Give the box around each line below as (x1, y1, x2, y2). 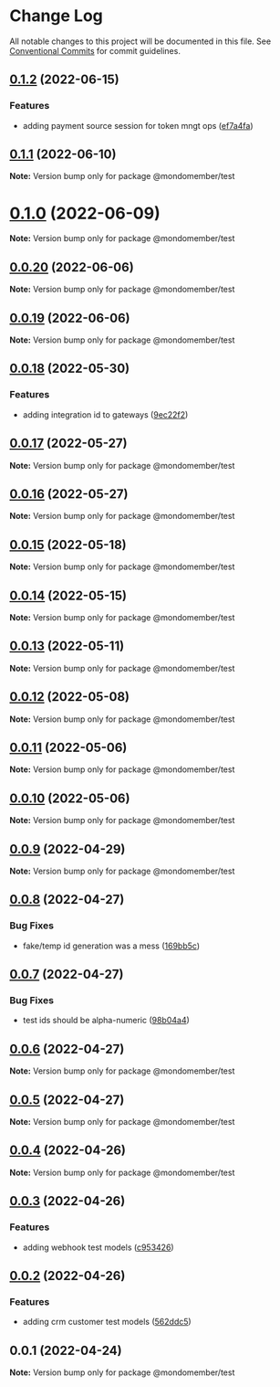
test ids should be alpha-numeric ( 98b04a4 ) (22, 1015, 190, 1026)
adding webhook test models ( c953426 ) (22, 1242, 175, 1253)
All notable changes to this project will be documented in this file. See (9, 36, 272, 47)
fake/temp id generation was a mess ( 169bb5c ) (22, 940, 201, 951)
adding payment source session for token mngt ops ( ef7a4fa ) (22, 120, 254, 131)
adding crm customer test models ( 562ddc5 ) (22, 1317, 192, 1328)
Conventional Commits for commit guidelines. (9, 45, 181, 56)
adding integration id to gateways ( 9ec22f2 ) (22, 408, 189, 420)
